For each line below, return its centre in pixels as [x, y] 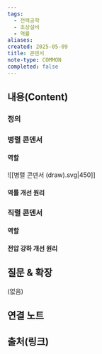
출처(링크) [28, 342]
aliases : [20, 40]
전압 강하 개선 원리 [33, 248]
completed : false [33, 67]
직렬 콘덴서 [25, 212]
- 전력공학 [27, 21]
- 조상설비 [27, 27]
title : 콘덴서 [26, 54]
